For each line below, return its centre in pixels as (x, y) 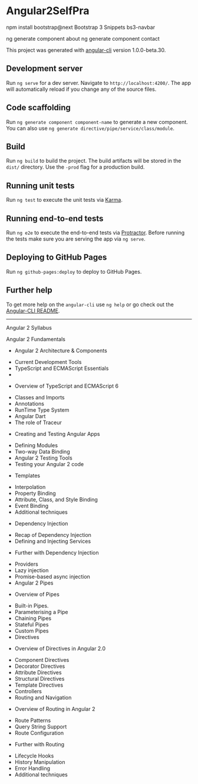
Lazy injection (32, 570)
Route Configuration (39, 733)
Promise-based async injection (52, 576)
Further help (29, 290)
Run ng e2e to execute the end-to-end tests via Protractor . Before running (95, 232)
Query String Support (41, 726)
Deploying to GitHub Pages (57, 257)
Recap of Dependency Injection (53, 534)
